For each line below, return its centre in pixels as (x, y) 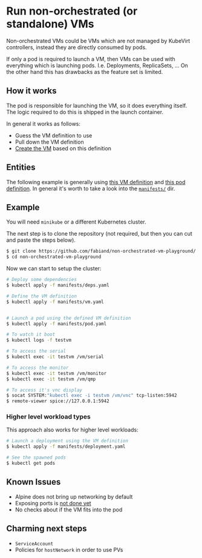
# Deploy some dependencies (42, 280)
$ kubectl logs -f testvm (39, 340)
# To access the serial (36, 351)
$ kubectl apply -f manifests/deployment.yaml (66, 447)
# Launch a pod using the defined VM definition (69, 318)
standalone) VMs (50, 24)
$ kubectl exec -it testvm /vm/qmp (51, 379)
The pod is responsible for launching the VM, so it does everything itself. (97, 105)
